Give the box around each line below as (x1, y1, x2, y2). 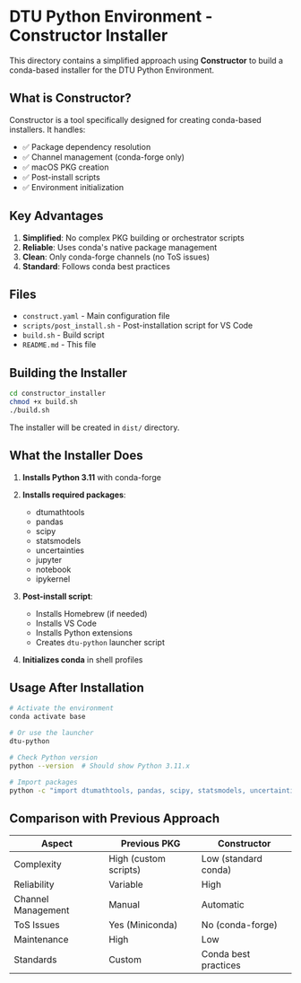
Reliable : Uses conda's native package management (21, 241, 218, 252)
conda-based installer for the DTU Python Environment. (9, 65, 215, 75)
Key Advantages (9, 208, 104, 224)
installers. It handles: (9, 124, 86, 135)
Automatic (201, 899, 245, 911)
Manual (108, 899, 141, 911)
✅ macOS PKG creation (21, 162, 109, 172)
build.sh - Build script (21, 329, 105, 340)
